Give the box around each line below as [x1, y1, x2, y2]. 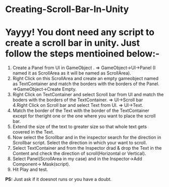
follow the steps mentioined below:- [5, 48, 160, 59]
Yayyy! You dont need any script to [5, 27, 155, 38]
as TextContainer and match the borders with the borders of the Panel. [12, 81, 160, 87]
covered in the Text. [12, 129, 54, 135]
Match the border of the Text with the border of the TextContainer [12, 107, 150, 114]
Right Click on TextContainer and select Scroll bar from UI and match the [12, 92, 164, 98]
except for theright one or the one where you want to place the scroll [12, 113, 156, 119]
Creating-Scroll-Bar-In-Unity [5, 4, 129, 15]
